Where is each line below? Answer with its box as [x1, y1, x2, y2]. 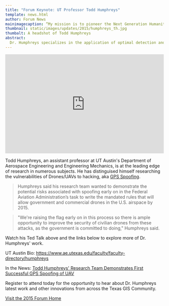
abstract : [5, 36, 26, 41]
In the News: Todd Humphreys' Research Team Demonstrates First [5, 265, 143, 271]
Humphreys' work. [5, 240, 44, 246]
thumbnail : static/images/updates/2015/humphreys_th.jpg [5, 26, 127, 31]
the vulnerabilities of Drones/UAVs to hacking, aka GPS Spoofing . [5, 173, 141, 179]
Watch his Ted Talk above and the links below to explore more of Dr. [5, 235, 146, 241]
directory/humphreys [5, 255, 49, 261]
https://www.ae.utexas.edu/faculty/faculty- [36, 250, 125, 256]
